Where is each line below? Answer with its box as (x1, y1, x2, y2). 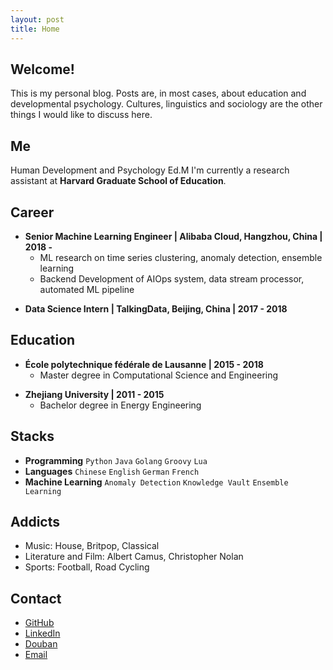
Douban (24, 638, 58, 650)
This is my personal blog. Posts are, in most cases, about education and (10, 87, 307, 100)
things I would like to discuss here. (10, 109, 153, 121)
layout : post (10, 14, 65, 25)
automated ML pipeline (39, 283, 135, 295)
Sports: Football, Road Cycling (24, 561, 150, 573)
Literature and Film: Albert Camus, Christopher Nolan (24, 551, 244, 563)
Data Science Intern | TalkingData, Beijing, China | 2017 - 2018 (24, 302, 288, 315)
